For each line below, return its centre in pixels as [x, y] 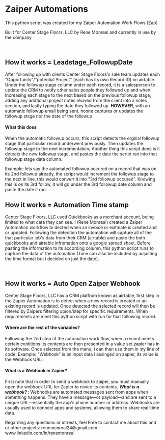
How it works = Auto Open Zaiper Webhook [73, 284]
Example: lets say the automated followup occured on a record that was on [81, 169]
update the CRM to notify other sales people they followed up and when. [79, 90]
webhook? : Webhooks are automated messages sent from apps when [77, 392]
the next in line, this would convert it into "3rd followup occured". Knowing [80, 179]
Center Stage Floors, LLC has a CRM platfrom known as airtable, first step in [82, 295]
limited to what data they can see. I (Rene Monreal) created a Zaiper [74, 222]
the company [18, 37]
